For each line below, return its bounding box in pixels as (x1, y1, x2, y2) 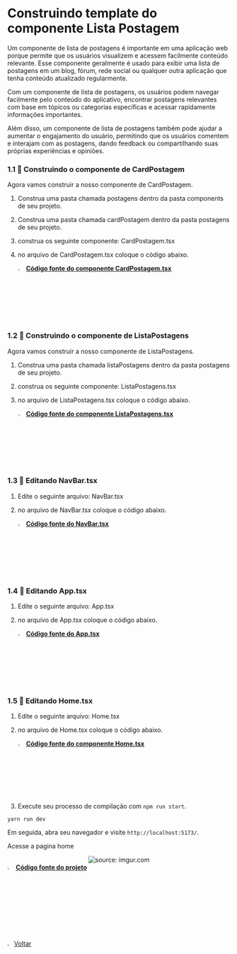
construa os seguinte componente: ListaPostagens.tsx (17, 382, 177, 390)
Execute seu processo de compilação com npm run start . (17, 802, 187, 811)
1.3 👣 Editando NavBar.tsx (7, 476, 98, 486)
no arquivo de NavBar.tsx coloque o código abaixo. (17, 506, 167, 514)
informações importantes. (7, 110, 83, 118)
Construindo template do (7, 6, 158, 21)
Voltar (13, 939, 32, 948)
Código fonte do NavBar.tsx (25, 519, 110, 528)
